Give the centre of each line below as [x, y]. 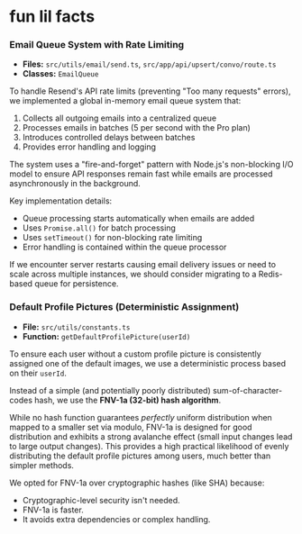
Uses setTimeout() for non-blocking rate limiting [112, 238]
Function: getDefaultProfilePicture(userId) [106, 336]
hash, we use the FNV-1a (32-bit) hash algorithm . [128, 400]
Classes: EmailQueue [60, 74]
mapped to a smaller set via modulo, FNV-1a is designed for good [131, 427]
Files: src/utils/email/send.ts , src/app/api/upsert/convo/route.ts [149, 64]
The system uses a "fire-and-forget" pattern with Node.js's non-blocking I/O [151, 165]
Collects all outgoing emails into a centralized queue [119, 118]
